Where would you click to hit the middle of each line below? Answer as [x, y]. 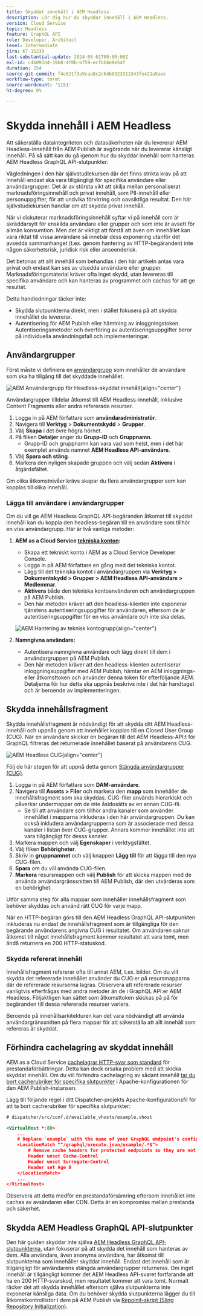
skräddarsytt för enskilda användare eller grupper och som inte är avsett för [101, 224]
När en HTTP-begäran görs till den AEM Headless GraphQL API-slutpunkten [101, 917]
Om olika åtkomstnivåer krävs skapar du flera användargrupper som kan [96, 481]
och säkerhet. [23, 1209]
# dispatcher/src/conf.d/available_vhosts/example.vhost [79, 1117]
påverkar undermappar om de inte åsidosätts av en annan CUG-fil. [98, 804]
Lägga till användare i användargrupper [65, 503]
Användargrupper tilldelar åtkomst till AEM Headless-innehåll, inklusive [94, 399]
